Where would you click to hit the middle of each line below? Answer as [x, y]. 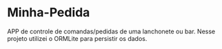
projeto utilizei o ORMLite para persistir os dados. [77, 38]
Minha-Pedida [49, 13]
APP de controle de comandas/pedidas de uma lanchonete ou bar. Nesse [111, 31]
